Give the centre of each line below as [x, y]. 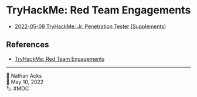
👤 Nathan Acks [24, 75]
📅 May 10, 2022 [25, 82]
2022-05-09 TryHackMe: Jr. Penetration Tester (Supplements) [90, 26]
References [28, 45]
